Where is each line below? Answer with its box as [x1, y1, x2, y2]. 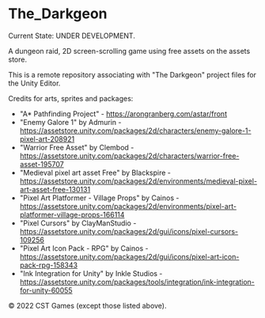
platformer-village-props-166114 [19, 210, 125, 219]
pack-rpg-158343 [19, 260, 78, 270]
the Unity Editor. [8, 78, 61, 88]
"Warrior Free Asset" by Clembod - [19, 142, 134, 152]
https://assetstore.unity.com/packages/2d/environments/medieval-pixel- [19, 176, 258, 186]
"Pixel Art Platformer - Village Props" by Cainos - [19, 193, 180, 203]
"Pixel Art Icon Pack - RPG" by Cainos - [19, 243, 149, 253]
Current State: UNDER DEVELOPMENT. [8, 31, 136, 40]
